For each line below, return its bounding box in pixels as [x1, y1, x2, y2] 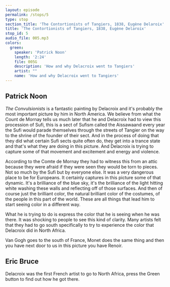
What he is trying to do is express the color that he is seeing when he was [5, 211, 160, 217]
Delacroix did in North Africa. [5, 227, 66, 233]
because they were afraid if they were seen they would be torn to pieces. [5, 163, 158, 170]
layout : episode [5, 7, 40, 13]
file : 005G [14, 59, 38, 64]
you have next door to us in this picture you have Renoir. [5, 242, 123, 249]
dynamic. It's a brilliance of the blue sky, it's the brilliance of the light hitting [5, 180, 163, 186]
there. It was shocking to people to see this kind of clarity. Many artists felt [5, 216, 161, 223]
